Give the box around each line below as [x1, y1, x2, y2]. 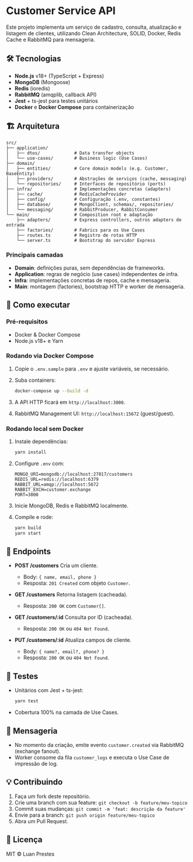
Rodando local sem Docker [6, 425, 84, 433]
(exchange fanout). [14, 747, 61, 755]
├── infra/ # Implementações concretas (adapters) [6, 186, 171, 192]
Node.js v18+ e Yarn [14, 337, 63, 344]
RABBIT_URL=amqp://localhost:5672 [14, 481, 99, 487]
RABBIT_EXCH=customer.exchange [14, 486, 91, 493]
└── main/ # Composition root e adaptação [6, 211, 153, 218]
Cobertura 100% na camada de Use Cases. [14, 709, 119, 716]
